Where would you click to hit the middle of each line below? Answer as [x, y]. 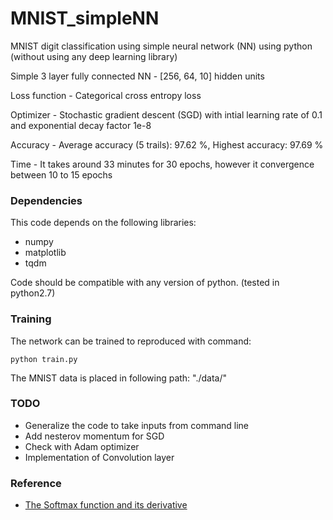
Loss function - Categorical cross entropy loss [106, 95]
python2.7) [33, 293]
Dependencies [46, 200]
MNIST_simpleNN [85, 18]
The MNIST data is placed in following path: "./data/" [119, 378]
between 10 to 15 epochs [61, 174]
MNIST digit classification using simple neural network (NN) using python [161, 46]
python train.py [44, 359]
